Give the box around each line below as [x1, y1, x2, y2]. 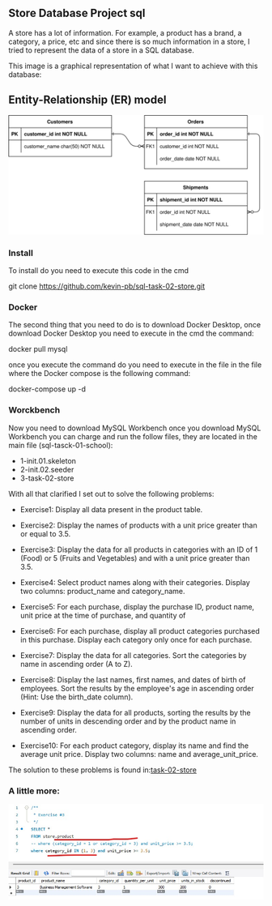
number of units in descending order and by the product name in [19, 716, 236, 726]
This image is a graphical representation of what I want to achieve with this [8, 61, 258, 71]
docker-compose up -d [8, 384, 87, 394]
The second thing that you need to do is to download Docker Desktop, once [8, 320, 261, 330]
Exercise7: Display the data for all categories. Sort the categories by [19, 650, 247, 660]
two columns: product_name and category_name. [19, 586, 185, 596]
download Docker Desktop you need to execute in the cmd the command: [8, 328, 254, 339]
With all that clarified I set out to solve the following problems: [8, 489, 215, 498]
